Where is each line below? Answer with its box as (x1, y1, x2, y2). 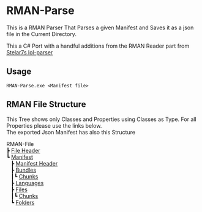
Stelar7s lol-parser (6, 48, 53, 56)
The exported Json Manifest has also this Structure (6, 128, 136, 136)
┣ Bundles (10, 166, 37, 174)
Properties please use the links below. (6, 122, 102, 129)
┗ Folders (10, 199, 35, 206)
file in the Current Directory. (6, 30, 77, 37)
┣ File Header (6, 147, 41, 154)
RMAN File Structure (6, 99, 86, 110)
